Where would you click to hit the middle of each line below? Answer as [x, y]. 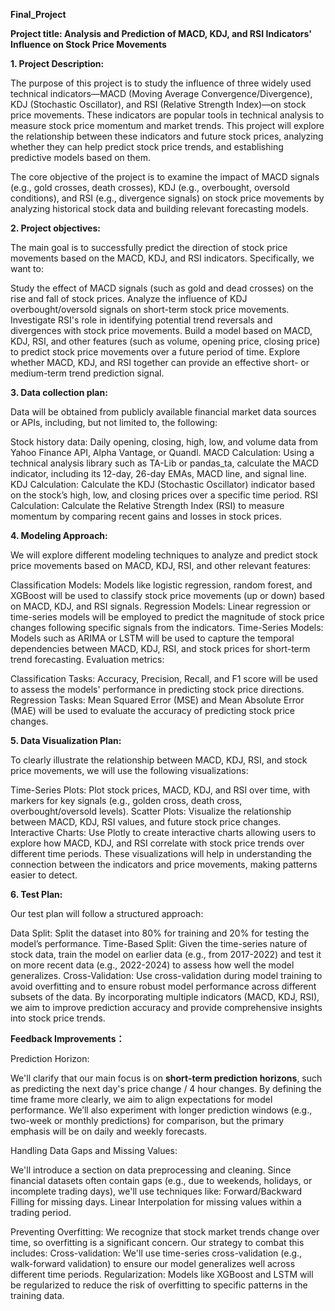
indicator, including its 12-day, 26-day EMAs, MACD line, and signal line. [158, 473]
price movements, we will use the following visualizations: [129, 770]
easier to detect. [44, 875]
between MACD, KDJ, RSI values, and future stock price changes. [146, 822]
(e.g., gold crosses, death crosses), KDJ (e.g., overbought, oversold [150, 187]
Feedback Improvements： [67, 1038]
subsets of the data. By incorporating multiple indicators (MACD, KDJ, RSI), [165, 997]
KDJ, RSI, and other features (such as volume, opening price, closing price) [165, 341]
